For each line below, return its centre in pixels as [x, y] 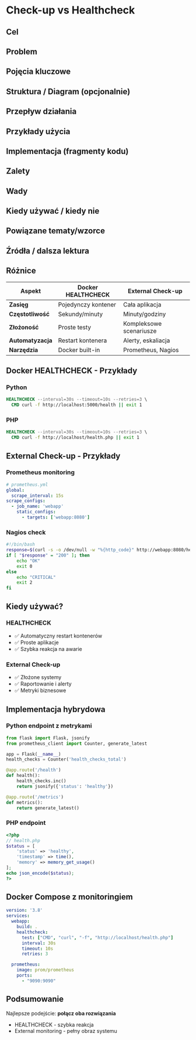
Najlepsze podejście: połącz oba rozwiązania [61, 1013]
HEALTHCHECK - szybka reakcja [54, 1024]
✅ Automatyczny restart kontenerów [58, 636]
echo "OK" [29, 561]
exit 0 [24, 566]
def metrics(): [24, 802]
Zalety [18, 171]
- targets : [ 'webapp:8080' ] [56, 517]
